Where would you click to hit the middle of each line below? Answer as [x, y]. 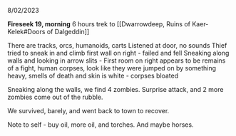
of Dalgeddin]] [68, 32]
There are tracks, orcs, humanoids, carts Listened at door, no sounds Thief [117, 45]
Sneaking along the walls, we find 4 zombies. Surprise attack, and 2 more [116, 89]
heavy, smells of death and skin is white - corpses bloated [93, 75]
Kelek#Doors [26, 32]
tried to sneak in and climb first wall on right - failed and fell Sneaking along [118, 53]
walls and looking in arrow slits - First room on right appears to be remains [117, 61]
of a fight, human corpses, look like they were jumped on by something [112, 68]
